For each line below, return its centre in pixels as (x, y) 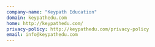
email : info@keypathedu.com (42, 35)
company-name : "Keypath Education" (52, 12)
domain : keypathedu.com (37, 18)
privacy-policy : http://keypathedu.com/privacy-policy (78, 29)
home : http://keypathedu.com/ (45, 23)
